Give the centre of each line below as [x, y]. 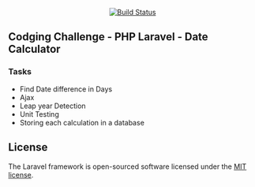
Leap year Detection [52, 106]
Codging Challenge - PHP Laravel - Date [108, 37]
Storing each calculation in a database [82, 122]
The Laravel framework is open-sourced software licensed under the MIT [127, 166]
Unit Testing [39, 114]
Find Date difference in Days [66, 89]
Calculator [34, 49]
